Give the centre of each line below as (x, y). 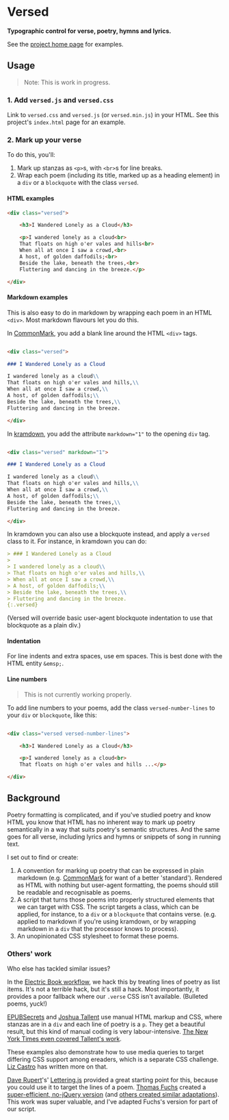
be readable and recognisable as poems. (74, 892)
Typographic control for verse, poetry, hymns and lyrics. (89, 31)
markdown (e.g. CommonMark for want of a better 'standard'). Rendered (119, 878)
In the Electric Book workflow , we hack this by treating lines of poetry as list (113, 982)
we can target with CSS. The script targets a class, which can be (108, 907)
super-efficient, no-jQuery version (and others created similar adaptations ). (113, 1095)
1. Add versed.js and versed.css (60, 100)
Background (33, 798)
